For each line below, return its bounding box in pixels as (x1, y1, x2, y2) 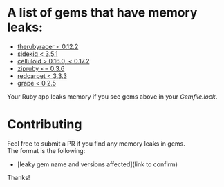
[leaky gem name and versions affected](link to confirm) (17, 160, 178, 168)
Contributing (7, 117, 82, 132)
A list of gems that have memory (7, 5, 198, 21)
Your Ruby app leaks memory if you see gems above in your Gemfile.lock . (7, 92, 218, 101)
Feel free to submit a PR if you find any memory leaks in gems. (7, 139, 185, 148)
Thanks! (7, 173, 30, 181)
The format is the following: (7, 146, 86, 155)
